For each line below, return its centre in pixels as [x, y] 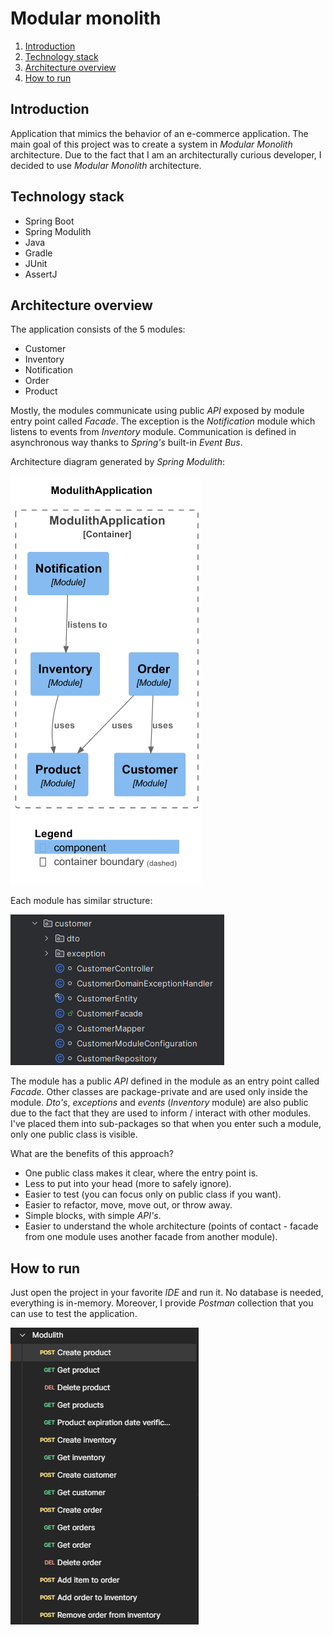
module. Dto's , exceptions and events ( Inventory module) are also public [159, 1103]
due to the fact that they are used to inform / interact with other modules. [161, 1113]
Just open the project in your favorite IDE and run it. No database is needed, [167, 1293]
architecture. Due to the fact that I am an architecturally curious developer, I [166, 154]
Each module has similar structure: [81, 901]
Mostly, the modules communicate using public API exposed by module [157, 411]
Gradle [38, 253]
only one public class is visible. [74, 1134]
